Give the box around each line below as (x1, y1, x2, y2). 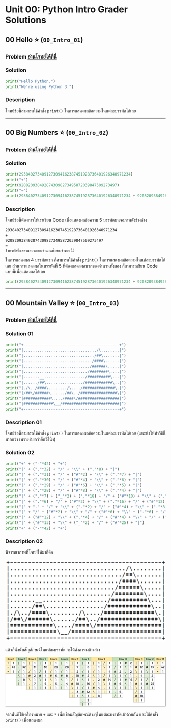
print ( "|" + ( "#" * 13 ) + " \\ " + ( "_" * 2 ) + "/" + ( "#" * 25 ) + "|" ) (5, 520, 145, 526)
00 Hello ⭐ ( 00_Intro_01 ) (5, 35, 83, 44)
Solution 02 (5, 449, 35, 456)
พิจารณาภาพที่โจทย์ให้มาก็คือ (5, 549, 53, 556)
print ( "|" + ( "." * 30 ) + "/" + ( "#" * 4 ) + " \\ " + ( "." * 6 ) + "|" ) (5, 477, 142, 483)
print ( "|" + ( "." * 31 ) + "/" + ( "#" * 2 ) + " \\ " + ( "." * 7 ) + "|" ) (5, 472, 142, 477)
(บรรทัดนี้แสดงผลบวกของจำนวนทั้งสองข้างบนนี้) (5, 248, 75, 253)
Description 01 (5, 419, 42, 426)
